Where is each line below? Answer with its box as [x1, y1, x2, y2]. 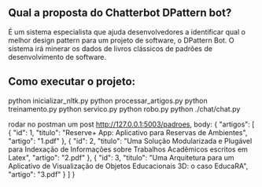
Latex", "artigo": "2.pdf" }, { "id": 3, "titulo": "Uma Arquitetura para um [8, 152, 234, 162]
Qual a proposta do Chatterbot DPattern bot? [8, 6, 232, 20]
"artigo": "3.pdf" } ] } [8, 169, 76, 179]
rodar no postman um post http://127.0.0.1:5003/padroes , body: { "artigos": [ [8, 119, 255, 129]
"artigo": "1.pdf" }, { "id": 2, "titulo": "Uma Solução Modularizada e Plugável [8, 136, 253, 145]
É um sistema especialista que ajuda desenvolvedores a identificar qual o [8, 27, 246, 36]
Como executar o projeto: [8, 75, 136, 89]
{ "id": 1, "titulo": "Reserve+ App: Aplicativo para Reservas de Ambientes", [8, 127, 248, 137]
